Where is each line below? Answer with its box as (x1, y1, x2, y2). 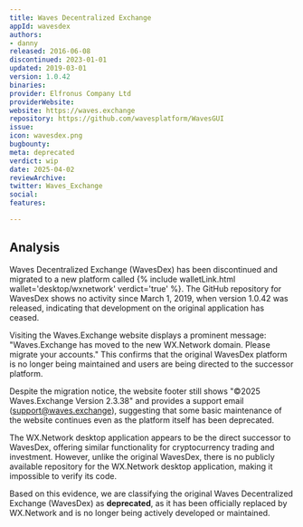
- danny (9, 38, 39, 48)
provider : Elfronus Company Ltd (9, 89, 131, 98)
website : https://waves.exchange (9, 106, 136, 115)
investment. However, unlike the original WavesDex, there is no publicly (9, 451, 276, 462)
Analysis (9, 240, 61, 255)
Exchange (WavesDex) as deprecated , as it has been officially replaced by (9, 497, 288, 508)
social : (9, 190, 39, 199)
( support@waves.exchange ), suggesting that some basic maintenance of (9, 405, 282, 416)
